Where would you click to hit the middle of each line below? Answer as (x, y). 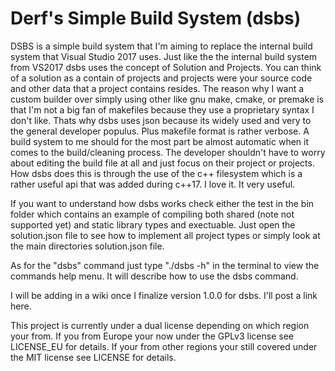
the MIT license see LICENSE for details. (93, 357)
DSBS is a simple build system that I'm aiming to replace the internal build (161, 46)
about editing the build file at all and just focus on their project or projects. (162, 163)
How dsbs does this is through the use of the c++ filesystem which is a (156, 173)
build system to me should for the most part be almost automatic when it (160, 141)
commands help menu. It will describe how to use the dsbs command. (154, 276)
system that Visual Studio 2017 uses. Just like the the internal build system (164, 56)
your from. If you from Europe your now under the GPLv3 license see (152, 336)
